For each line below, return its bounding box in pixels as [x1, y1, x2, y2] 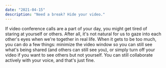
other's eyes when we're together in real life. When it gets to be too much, [5, 36, 157, 42]
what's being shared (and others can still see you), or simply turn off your [5, 47, 155, 53]
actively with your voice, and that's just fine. [5, 57, 95, 63]
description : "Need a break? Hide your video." [5, 12, 106, 17]
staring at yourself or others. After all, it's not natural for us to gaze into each [5, 31, 162, 37]
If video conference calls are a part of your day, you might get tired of [5, 25, 148, 31]
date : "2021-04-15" [5, 7, 46, 12]
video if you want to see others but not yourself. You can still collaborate [5, 52, 153, 58]
